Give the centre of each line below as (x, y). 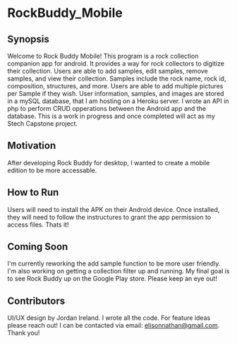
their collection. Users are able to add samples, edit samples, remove (108, 71)
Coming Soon (38, 247)
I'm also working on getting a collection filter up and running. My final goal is (119, 271)
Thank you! (24, 333)
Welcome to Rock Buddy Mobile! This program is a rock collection (103, 56)
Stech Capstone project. (43, 124)
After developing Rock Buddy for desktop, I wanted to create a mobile (109, 162)
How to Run (33, 192)
